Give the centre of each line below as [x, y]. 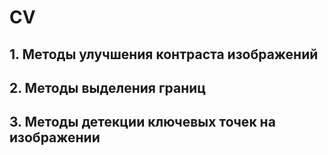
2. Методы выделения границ [108, 87]
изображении [55, 137]
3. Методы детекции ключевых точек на [142, 122]
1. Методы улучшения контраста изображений [164, 54]
